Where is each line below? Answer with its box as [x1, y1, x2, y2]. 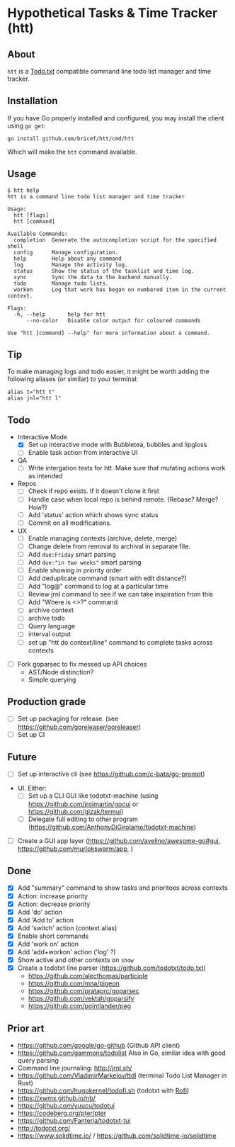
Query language [28, 622, 76, 631]
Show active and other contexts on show [17, 956, 134, 964]
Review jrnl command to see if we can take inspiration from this [28, 590, 214, 599]
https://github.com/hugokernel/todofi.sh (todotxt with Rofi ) [17, 1086, 190, 1095]
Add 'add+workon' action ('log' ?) [17, 947, 116, 956]
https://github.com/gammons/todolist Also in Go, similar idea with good [17, 1049, 227, 1057]
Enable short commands [17, 932, 89, 940]
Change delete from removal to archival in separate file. [28, 542, 191, 550]
